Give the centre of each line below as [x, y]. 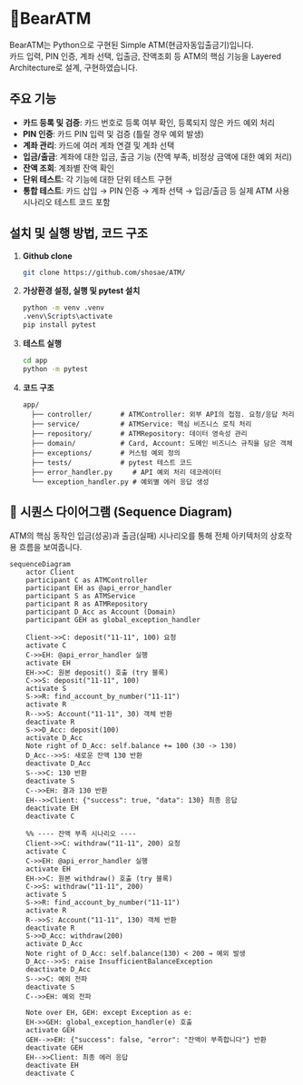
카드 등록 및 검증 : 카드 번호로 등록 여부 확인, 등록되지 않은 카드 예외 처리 [148, 123]
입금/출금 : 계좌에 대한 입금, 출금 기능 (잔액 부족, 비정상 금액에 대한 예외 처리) [157, 156]
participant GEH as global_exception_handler [113, 620]
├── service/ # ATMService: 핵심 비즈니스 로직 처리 [142, 424]
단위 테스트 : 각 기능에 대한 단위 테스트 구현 [97, 179]
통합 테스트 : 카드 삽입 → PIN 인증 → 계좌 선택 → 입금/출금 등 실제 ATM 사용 [156, 191]
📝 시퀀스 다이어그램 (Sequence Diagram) [121, 512]
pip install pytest [59, 325]
